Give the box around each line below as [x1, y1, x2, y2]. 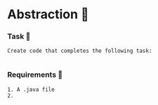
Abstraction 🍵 [7, 6, 89, 23]
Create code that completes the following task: [7, 47, 152, 55]
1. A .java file [7, 86, 55, 93]
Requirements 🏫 [7, 70, 63, 80]
